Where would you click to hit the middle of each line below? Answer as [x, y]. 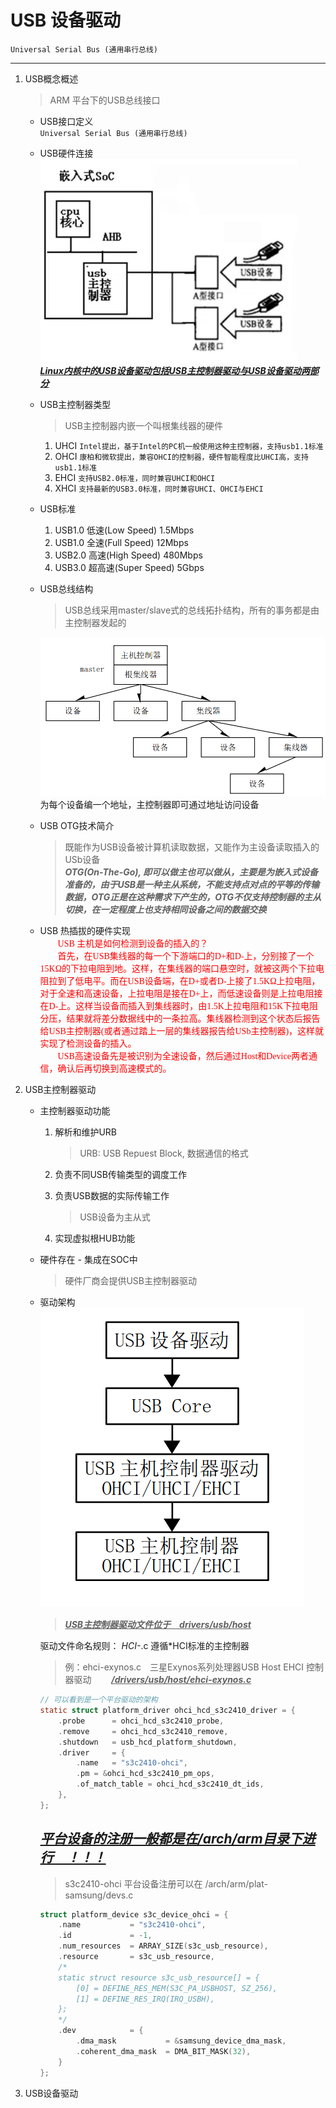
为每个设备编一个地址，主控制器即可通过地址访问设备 [149, 805]
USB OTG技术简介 [77, 826]
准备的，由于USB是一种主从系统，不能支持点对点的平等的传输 [192, 885]
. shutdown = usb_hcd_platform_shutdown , [148, 1742]
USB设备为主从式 [115, 1217]
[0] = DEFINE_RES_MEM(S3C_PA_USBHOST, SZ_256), [176, 1988]
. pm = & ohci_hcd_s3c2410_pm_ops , [145, 1774]
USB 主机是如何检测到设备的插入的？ [133, 944]
